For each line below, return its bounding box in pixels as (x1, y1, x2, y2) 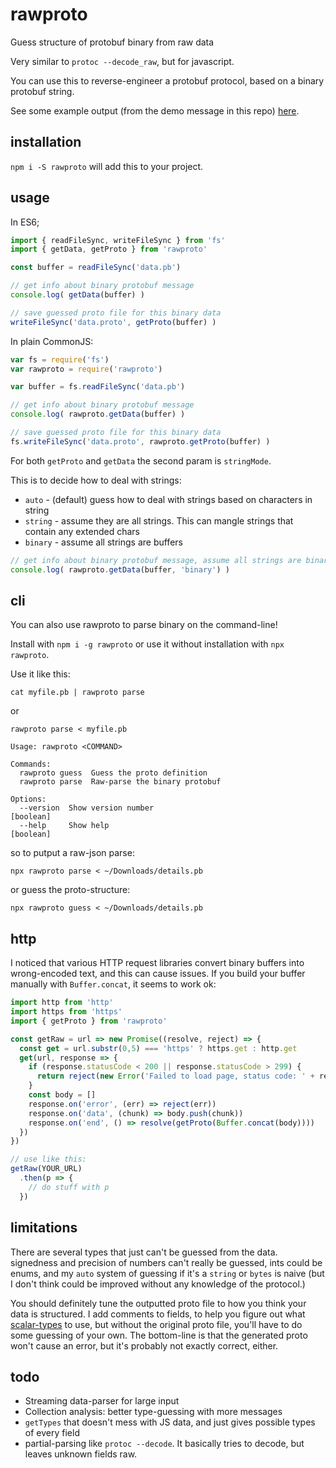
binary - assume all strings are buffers (24, 536, 183, 548)
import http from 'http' (10, 998, 114, 1008)
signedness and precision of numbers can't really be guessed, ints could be (10, 1256, 323, 1268)
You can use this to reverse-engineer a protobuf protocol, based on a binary (10, 74, 325, 87)
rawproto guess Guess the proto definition (19, 768, 208, 778)
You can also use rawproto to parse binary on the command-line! (10, 619, 278, 631)
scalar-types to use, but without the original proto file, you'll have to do (10, 1318, 303, 1330)
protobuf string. (10, 85, 75, 97)
